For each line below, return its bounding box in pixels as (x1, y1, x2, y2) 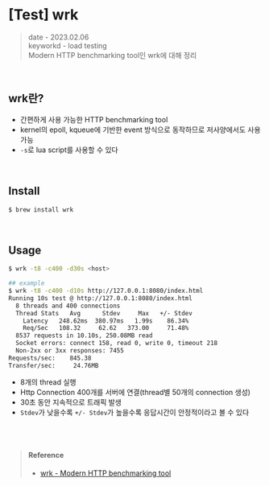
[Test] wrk (8, 6, 79, 24)
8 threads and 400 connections (15, 302, 121, 310)
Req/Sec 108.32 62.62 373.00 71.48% (23, 324, 189, 332)
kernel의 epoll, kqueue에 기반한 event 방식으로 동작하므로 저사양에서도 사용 (19, 125, 261, 134)
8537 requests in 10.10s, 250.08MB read (15, 332, 153, 340)
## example (8, 279, 45, 287)
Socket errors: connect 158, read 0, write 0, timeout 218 (15, 340, 218, 348)
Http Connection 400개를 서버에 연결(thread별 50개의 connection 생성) (19, 387, 251, 397)
